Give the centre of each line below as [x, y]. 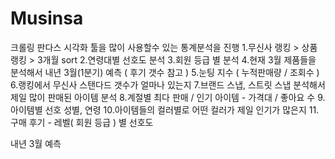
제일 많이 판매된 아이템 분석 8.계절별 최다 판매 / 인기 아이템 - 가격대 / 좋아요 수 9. [168, 97]
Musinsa [47, 18]
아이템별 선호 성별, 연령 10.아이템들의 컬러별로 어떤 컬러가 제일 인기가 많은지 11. [165, 109]
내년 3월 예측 [36, 143]
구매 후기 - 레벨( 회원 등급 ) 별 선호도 [82, 122]
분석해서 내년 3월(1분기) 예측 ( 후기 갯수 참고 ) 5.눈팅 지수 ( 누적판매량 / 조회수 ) [165, 72]
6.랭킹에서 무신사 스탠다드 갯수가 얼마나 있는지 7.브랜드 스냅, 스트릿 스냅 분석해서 [168, 84]
